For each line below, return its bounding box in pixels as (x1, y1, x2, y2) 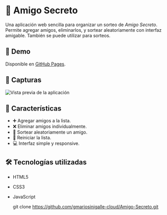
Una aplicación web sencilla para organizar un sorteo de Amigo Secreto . (5, 21, 158, 28)
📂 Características (5, 104, 62, 113)
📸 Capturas (5, 76, 42, 84)
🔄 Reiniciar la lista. (12, 135, 52, 141)
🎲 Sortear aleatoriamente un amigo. (12, 129, 88, 135)
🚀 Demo (5, 47, 31, 56)
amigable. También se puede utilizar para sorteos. (5, 32, 111, 38)
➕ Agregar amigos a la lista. (12, 118, 71, 124)
